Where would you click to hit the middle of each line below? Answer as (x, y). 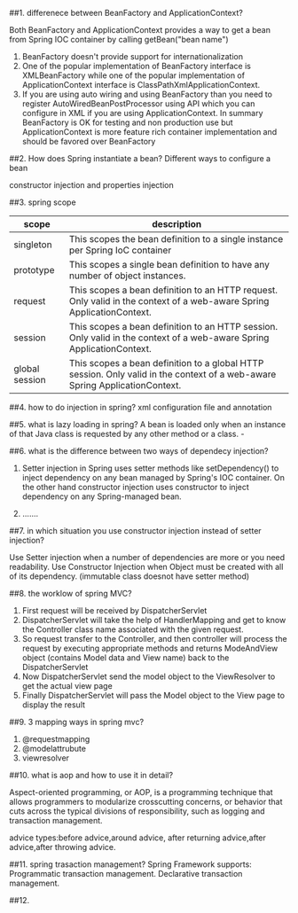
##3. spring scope (43, 202)
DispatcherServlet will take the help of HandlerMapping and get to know (154, 620)
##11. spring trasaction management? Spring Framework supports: (131, 864)
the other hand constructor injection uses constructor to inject (136, 487)
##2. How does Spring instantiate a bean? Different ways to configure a (140, 158)
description (177, 224)
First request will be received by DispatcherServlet (114, 610)
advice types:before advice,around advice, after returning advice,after (137, 838)
